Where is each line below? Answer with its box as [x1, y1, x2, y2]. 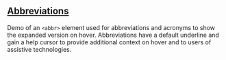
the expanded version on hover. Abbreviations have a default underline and [7, 31, 219, 39]
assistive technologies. [7, 45, 72, 53]
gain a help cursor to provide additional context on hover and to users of [7, 37, 212, 46]
